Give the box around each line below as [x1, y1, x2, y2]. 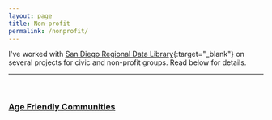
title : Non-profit [8, 19, 70, 28]
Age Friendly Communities [8, 101, 116, 113]
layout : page [8, 11, 53, 20]
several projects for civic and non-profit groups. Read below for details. [8, 58, 247, 67]
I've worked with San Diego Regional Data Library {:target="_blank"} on [8, 49, 245, 59]
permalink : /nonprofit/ [8, 27, 89, 35]
